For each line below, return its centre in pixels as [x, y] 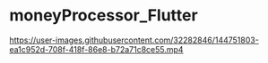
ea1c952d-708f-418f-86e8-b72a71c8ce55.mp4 [96, 49]
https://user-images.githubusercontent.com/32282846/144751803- [134, 40]
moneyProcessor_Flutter [104, 16]
